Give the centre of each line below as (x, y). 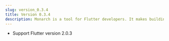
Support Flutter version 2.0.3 (42, 33)
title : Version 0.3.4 (28, 14)
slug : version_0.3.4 (27, 10)
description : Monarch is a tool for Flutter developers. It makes (76, 19)
